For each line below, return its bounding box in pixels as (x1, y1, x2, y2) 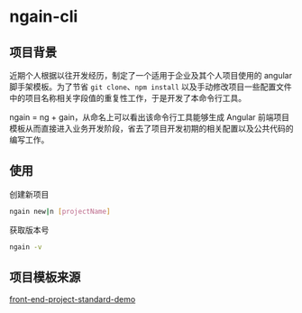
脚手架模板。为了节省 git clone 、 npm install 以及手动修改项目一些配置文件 (9, 81, 293, 92)
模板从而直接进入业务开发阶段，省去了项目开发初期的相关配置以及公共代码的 (9, 124, 294, 133)
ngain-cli (9, 6, 78, 27)
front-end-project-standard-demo (9, 294, 136, 305)
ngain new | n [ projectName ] (9, 207, 111, 216)
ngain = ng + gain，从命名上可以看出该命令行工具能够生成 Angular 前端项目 (9, 112, 290, 123)
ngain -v (9, 242, 42, 252)
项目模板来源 (9, 269, 81, 285)
